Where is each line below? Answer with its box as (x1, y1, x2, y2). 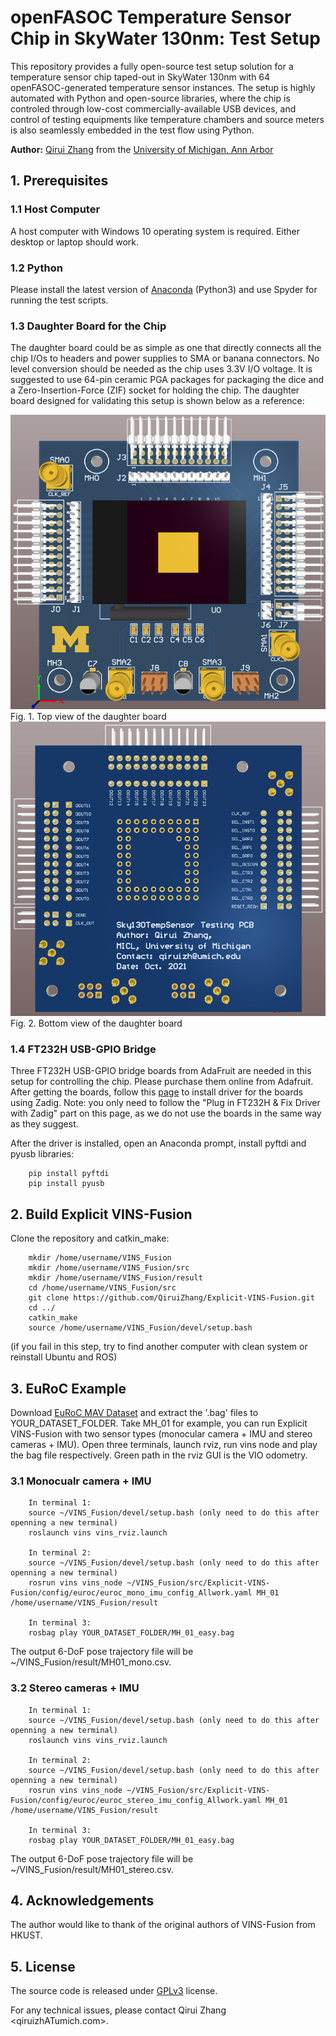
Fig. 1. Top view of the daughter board (10, 710, 167, 722)
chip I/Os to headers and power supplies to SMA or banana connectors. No (10, 352, 320, 365)
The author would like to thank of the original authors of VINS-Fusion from (10, 1919, 316, 1931)
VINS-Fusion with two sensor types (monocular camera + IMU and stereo (10, 1427, 313, 1440)
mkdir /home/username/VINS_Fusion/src (28, 1263, 190, 1273)
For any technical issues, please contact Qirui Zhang (10, 2004, 227, 2016)
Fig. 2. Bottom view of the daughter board (10, 1017, 183, 1030)
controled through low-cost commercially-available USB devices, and (10, 102, 297, 115)
